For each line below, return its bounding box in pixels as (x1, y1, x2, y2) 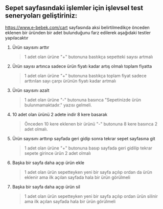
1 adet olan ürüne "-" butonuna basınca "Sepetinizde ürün (24, 97, 141, 103)
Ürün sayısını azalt (12, 87, 50, 93)
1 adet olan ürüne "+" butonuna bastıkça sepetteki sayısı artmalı (24, 54, 153, 60)
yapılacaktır (5, 35, 28, 41)
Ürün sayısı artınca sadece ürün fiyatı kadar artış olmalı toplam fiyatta (12, 63, 152, 69)
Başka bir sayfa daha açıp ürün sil (12, 184, 81, 189)
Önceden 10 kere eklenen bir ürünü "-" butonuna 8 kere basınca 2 (24, 121, 158, 126)
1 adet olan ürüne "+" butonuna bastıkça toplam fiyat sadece (24, 73, 147, 79)
